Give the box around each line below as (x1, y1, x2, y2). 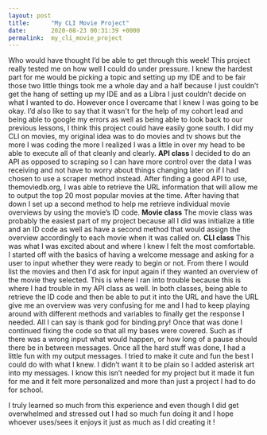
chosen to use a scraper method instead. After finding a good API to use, (8, 174, 248, 184)
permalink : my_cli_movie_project (8, 33, 123, 42)
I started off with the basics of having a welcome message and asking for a (8, 250, 254, 259)
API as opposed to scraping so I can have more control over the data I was (8, 157, 252, 167)
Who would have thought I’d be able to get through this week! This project (8, 56, 250, 65)
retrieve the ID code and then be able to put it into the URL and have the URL (8, 292, 259, 302)
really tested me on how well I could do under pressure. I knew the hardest (8, 64, 253, 74)
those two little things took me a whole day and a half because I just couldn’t (8, 81, 259, 91)
